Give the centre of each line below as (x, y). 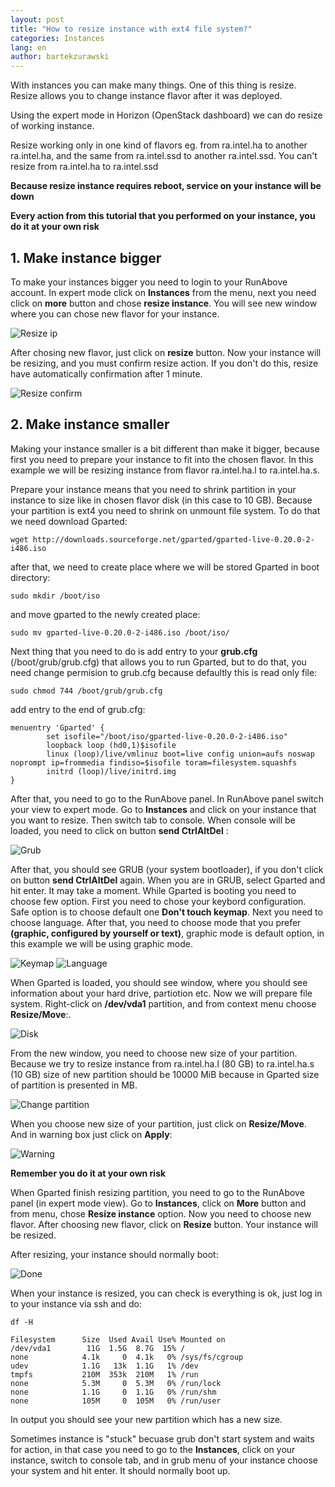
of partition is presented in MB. (74, 1085)
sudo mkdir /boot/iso (55, 596)
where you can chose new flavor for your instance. (115, 313)
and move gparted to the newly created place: (105, 614)
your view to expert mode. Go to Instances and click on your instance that (163, 809)
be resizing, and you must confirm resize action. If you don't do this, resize (164, 363)
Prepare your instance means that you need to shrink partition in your (153, 489)
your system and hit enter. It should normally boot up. (120, 1470)
